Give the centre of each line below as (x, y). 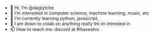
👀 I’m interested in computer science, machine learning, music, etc (80, 13)
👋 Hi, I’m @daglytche (32, 8)
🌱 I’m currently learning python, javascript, (54, 18)
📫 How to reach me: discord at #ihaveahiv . (56, 29)
